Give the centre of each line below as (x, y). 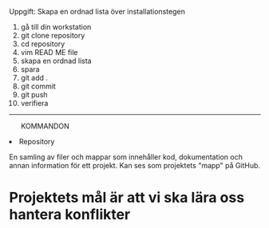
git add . (34, 78)
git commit (38, 86)
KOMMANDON (45, 126)
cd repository (43, 44)
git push (34, 94)
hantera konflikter (70, 215)
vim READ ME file (49, 52)
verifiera (34, 103)
